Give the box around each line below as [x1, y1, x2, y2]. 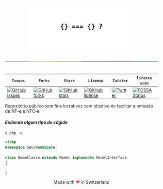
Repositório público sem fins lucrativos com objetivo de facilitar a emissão [5, 103, 154, 109]
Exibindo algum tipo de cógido [5, 119, 68, 125]
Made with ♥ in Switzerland [53, 179, 110, 185]
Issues [12, 78, 25, 83]
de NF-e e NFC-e [5, 108, 40, 114]
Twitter [112, 78, 128, 83]
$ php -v [5, 131, 23, 136]
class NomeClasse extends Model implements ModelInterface [5, 155, 127, 160]
